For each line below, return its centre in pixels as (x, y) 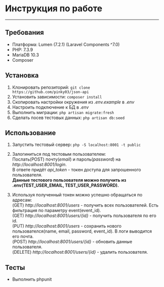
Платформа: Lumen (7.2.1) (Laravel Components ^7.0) (66, 44)
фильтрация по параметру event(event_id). (56, 211)
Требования (24, 33)
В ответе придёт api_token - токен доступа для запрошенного (77, 170)
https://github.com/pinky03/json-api (51, 92)
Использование (31, 133)
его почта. (23, 237)
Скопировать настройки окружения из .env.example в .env (73, 102)
